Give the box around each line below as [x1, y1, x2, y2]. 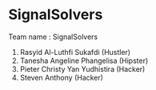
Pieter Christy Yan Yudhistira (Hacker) [19, 64, 146, 73]
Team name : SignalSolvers [8, 32, 98, 41]
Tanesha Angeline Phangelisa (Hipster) [19, 56, 149, 65]
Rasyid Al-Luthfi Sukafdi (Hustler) [19, 47, 130, 57]
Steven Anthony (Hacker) [19, 72, 104, 82]
